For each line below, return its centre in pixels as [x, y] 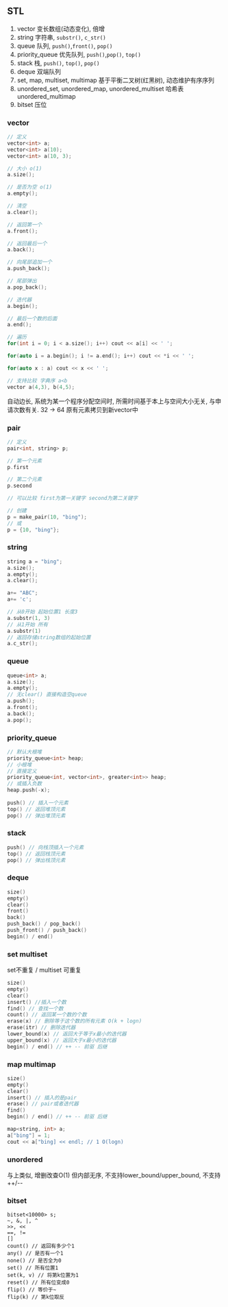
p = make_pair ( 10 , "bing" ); [47, 517]
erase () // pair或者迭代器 [43, 1104]
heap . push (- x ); [29, 790]
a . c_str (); [23, 644]
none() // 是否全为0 [34, 1261]
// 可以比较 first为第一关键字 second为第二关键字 [73, 499]
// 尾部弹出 [22, 281]
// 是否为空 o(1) [30, 187]
